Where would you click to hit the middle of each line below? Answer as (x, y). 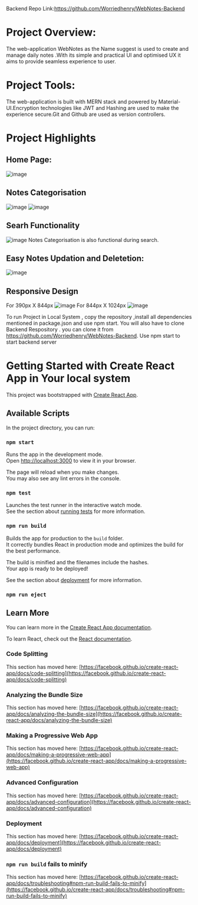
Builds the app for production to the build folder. (65, 538)
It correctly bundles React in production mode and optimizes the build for (95, 544)
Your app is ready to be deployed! (47, 568)
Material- (169, 101)
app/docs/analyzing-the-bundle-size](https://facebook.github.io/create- (94, 714)
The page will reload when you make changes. (63, 472)
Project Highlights (51, 138)
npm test (19, 493)
